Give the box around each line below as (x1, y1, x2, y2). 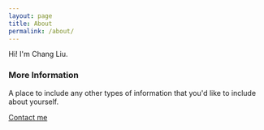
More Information (8, 70, 79, 81)
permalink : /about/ (8, 27, 75, 35)
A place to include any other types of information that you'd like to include (8, 88, 257, 97)
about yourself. (8, 97, 59, 106)
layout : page (8, 11, 53, 20)
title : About (8, 19, 53, 28)
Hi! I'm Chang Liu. (8, 50, 68, 59)
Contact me (8, 112, 48, 122)
